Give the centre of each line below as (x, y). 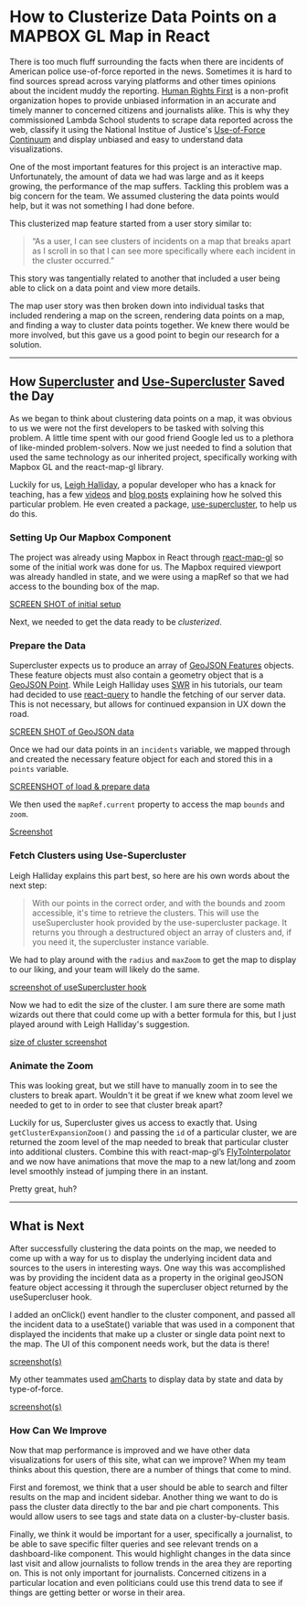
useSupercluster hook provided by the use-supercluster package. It (159, 922)
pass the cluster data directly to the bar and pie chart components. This (144, 1507)
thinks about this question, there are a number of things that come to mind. (150, 1470)
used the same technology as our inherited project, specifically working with (153, 457)
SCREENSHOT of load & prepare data (80, 787)
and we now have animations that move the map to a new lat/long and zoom (153, 1161)
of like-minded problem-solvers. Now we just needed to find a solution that (151, 447)
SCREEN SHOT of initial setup (65, 605)
